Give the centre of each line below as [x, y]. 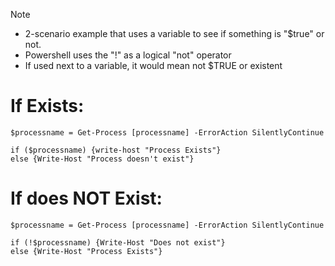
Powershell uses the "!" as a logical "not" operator [128, 55]
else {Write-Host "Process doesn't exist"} [102, 159]
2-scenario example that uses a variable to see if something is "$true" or [174, 33]
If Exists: [47, 106]
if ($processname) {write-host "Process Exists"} [116, 150]
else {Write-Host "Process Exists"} [86, 251]
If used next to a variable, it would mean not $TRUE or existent [153, 65]
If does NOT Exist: [86, 198]
